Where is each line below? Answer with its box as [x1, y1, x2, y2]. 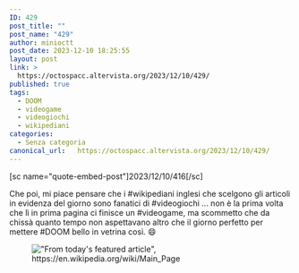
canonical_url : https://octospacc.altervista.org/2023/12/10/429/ [9, 146, 270, 155]
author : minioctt [9, 38, 74, 47]
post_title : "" [9, 21, 66, 30]
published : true [9, 80, 70, 89]
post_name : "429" [9, 30, 74, 38]
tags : [9, 88, 30, 97]
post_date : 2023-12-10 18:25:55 [9, 47, 130, 55]
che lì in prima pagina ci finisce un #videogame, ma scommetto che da [9, 207, 270, 218]
